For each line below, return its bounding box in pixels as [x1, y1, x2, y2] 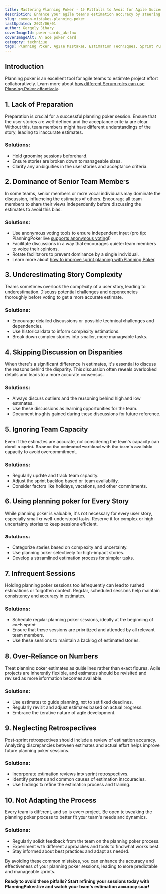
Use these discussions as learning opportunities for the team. [12, 405, 138, 411]
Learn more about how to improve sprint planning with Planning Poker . [12, 256, 156, 262]
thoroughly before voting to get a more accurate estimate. [5, 294, 123, 300]
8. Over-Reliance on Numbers [5, 652, 98, 660]
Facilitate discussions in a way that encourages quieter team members [12, 240, 156, 246]
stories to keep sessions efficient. [29, 521, 98, 527]
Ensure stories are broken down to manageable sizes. [12, 158, 122, 164]
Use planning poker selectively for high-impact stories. [12, 550, 124, 556]
